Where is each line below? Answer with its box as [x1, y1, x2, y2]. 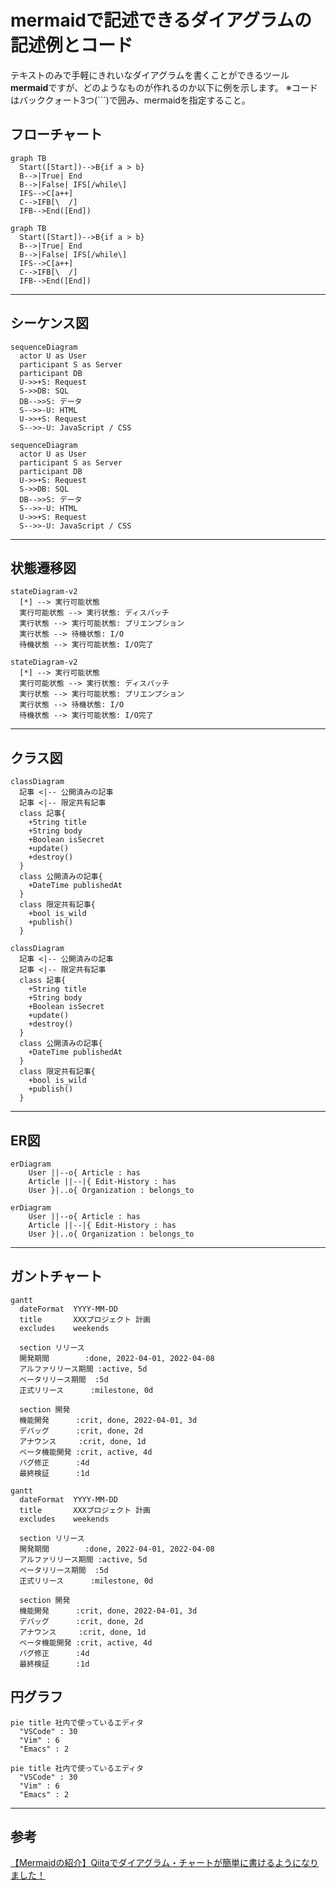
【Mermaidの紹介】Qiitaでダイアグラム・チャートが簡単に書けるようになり [10, 1857, 320, 1869]
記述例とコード [10, 34, 134, 57]
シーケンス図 [10, 315, 89, 332]
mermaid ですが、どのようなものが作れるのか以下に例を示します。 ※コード [10, 81, 318, 93]
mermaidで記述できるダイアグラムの [10, 9, 313, 32]
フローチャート [10, 126, 103, 143]
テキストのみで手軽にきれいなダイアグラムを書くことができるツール [10, 69, 290, 81]
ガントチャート [10, 1268, 103, 1285]
